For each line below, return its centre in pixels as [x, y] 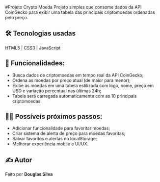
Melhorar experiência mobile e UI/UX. [50, 144]
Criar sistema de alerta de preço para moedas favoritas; [69, 133]
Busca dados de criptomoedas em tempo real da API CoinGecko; [78, 75]
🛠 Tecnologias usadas [40, 34]
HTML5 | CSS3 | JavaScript [33, 48]
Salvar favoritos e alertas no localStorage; [54, 139]
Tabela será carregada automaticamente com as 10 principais [74, 96]
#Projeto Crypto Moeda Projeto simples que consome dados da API [73, 7]
